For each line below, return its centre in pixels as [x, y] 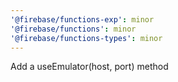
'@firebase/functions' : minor [73, 29]
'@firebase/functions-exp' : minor [82, 19]
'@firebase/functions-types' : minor [86, 38]
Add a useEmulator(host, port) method [89, 67]
